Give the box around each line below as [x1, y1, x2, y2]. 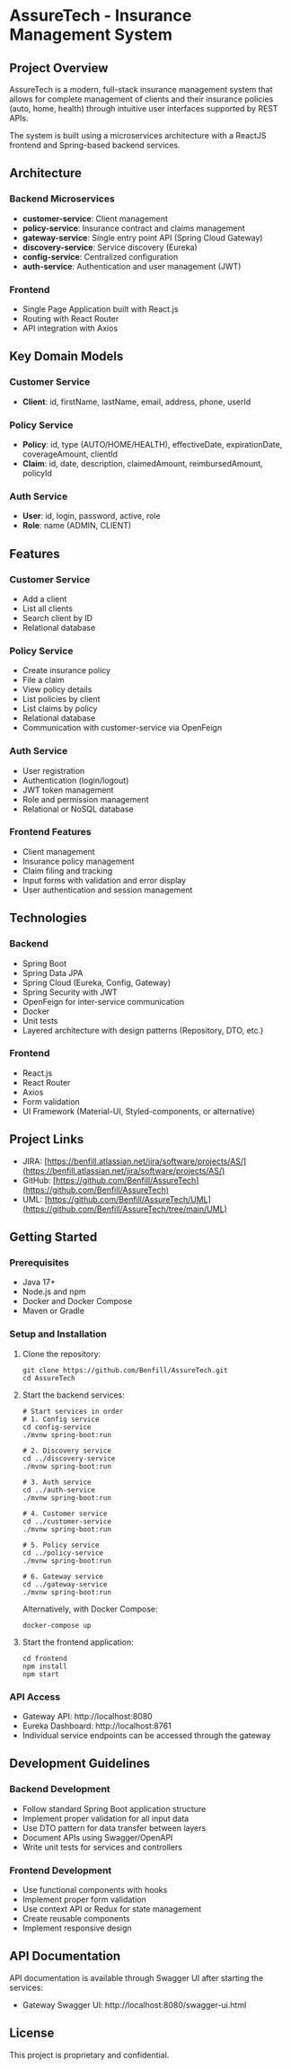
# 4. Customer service [22, 1509, 108, 1518]
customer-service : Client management [22, 213, 169, 224]
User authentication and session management [22, 884, 193, 895]
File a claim [22, 675, 65, 686]
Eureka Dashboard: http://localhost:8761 [22, 1720, 172, 1731]
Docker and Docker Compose [22, 1296, 133, 1307]
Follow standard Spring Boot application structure [22, 1803, 207, 1814]
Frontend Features [9, 826, 92, 839]
